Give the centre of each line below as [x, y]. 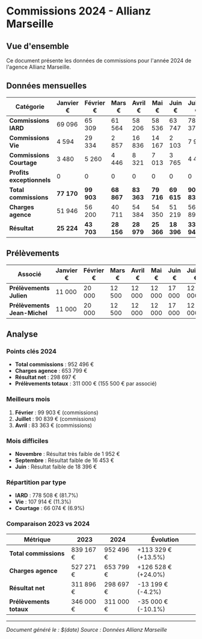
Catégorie [30, 107]
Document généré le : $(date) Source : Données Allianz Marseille [87, 629]
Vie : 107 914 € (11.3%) [43, 502]
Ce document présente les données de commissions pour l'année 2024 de [99, 61]
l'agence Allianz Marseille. [38, 67]
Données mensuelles [47, 86]
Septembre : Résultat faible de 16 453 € [64, 460]
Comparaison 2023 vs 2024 [48, 524]
